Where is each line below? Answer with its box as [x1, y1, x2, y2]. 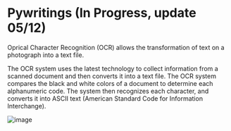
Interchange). [7, 101, 46, 110]
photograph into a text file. [7, 51, 85, 59]
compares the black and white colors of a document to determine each [7, 79, 213, 87]
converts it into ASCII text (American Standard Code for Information [7, 94, 203, 103]
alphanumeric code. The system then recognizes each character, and [7, 87, 209, 95]
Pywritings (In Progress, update [7, 5, 196, 21]
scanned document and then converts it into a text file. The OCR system [7, 72, 217, 80]
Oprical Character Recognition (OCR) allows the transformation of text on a [7, 43, 225, 51]
